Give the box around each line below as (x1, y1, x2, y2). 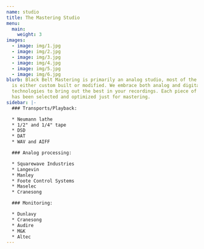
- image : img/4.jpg (12, 60, 61, 66)
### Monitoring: (12, 200, 53, 206)
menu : (6, 20, 20, 26)
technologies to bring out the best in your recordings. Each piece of (12, 88, 197, 94)
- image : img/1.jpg (12, 43, 61, 49)
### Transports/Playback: (12, 105, 78, 111)
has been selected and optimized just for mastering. (12, 94, 151, 100)
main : (12, 26, 26, 32)
